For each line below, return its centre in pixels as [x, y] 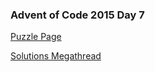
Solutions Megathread [56, 56]
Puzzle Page [36, 37]
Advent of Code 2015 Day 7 [77, 15]
